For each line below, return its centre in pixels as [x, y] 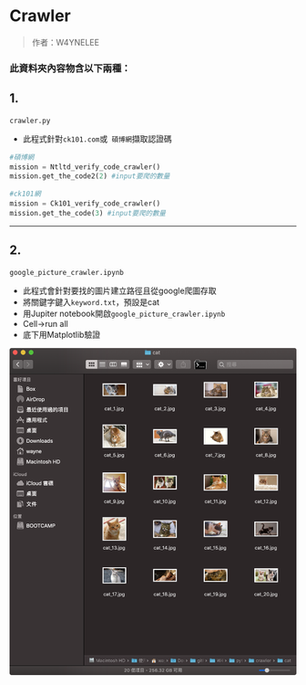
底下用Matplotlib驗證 [61, 334]
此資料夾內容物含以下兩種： [70, 68]
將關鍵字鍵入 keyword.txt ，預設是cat [91, 301]
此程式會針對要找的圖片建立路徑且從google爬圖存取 [119, 290]
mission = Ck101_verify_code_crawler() [85, 204]
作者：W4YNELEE [66, 42]
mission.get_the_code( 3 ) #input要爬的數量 [88, 214]
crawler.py [30, 121]
